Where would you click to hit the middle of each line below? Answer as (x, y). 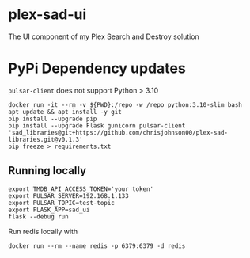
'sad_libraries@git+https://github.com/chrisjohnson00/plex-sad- (118, 132)
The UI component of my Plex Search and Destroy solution (104, 36)
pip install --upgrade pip (53, 119)
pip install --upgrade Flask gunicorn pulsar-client (97, 125)
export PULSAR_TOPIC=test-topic (61, 203)
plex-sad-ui (47, 15)
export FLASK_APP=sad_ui (49, 210)
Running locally (47, 171)
